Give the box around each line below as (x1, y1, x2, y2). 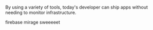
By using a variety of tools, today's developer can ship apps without (5, 4, 148, 10)
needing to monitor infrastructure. (5, 9, 76, 15)
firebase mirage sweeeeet (5, 19, 60, 25)
